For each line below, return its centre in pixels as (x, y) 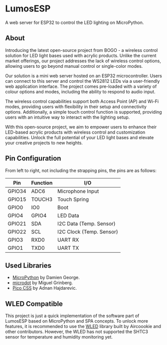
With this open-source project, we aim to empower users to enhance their (81, 127)
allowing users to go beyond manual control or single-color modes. (74, 66)
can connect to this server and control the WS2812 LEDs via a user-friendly (83, 81)
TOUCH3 (42, 199)
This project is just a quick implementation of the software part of (72, 316)
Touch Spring (73, 199)
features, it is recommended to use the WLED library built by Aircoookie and (83, 327)
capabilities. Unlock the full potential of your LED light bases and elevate (80, 137)
